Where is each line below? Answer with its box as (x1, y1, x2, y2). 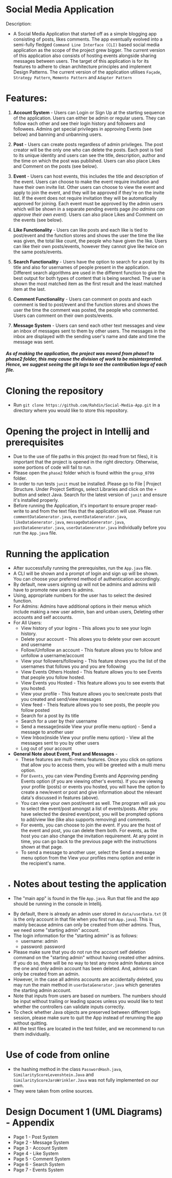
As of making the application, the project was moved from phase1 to (6, 350, 154, 357)
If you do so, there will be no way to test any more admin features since (13, 960, 164, 966)
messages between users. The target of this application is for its (13, 58, 149, 64)
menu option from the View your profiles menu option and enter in (20, 855, 161, 861)
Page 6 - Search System (13, 1162, 65, 1168)
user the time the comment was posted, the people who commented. (13, 307, 159, 313)
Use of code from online (6, 1049, 110, 1061)
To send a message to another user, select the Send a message (20, 849, 155, 855)
